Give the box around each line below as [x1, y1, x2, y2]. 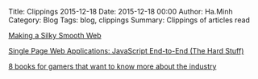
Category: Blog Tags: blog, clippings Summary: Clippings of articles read [8, 15, 250, 25]
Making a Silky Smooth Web [8, 31, 102, 40]
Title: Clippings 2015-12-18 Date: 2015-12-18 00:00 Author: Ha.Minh [8, 7, 233, 16]
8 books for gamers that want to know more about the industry [8, 61, 217, 71]
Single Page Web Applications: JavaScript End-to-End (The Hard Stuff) [8, 46, 244, 55]
